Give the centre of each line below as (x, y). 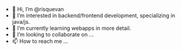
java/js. (21, 22)
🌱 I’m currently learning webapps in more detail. (71, 28)
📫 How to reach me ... (40, 41)
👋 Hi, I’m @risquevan (38, 9)
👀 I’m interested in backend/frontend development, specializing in (94, 15)
